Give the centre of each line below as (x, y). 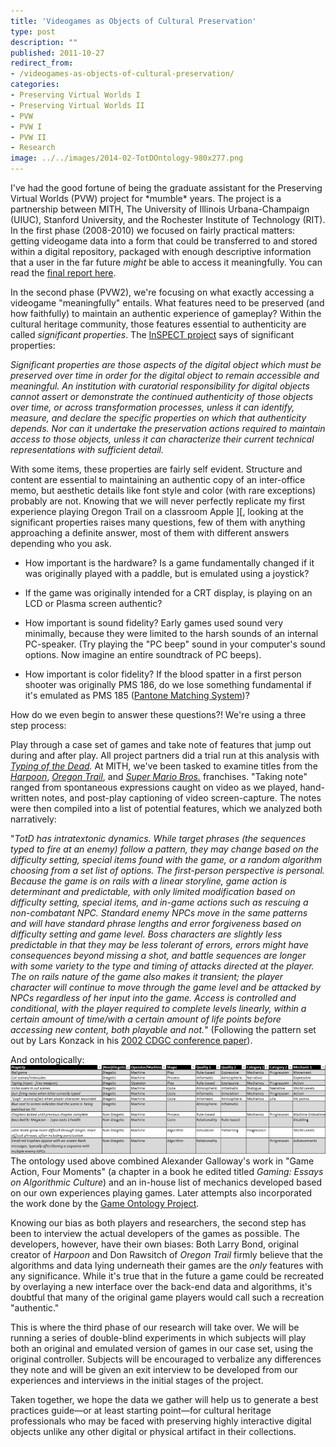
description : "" (44, 42)
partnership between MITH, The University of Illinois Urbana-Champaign (160, 209)
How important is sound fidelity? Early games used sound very (154, 623)
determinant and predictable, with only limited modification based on (153, 891)
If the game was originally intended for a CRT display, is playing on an (168, 593)
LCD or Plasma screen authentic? (93, 603)
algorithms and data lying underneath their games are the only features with (167, 1266)
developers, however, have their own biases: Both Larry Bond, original (154, 1244)
